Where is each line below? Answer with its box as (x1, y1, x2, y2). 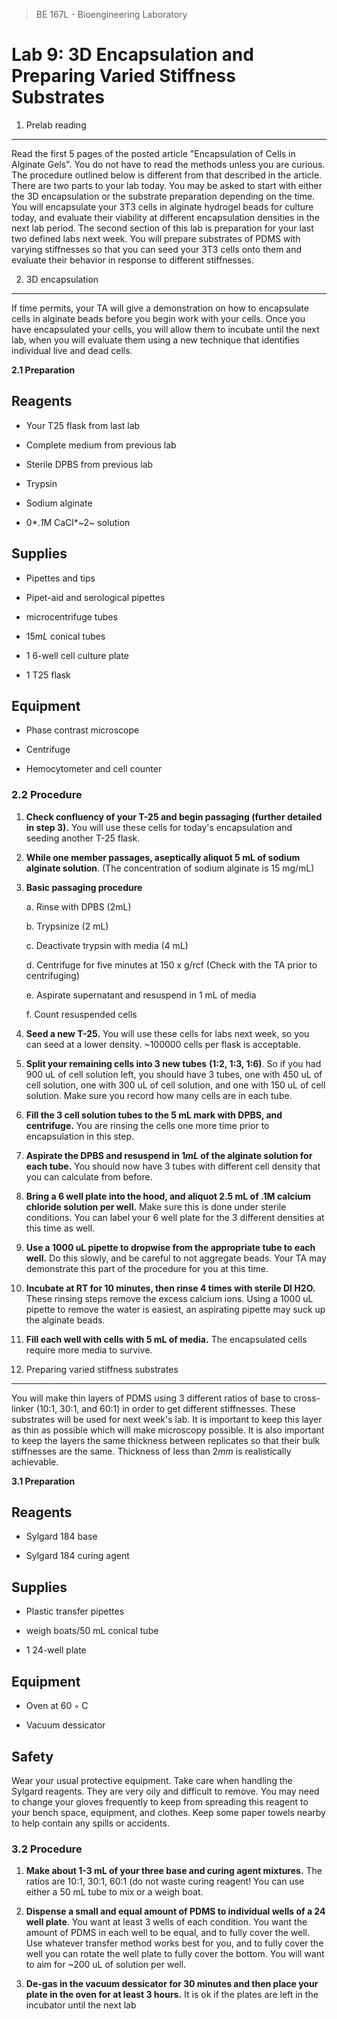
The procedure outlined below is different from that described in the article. (11, 169, 323, 181)
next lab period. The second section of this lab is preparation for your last (11, 222, 314, 234)
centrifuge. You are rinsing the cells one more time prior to (25, 1119, 270, 1131)
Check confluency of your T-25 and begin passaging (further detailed (25, 810, 323, 823)
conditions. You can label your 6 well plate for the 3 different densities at (25, 1211, 325, 1223)
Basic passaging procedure (25, 881, 143, 893)
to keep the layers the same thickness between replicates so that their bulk (11, 1434, 321, 1446)
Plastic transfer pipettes (25, 1605, 125, 1618)
